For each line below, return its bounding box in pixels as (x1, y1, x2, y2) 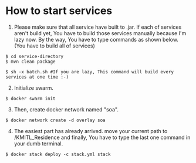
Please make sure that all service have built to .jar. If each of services (13, 23, 182, 30)
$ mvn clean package (5, 59, 56, 64)
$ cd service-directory (5, 53, 64, 59)
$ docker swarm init (5, 96, 56, 101)
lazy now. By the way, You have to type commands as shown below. (13, 36, 178, 43)
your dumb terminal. (13, 140, 63, 147)
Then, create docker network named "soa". (13, 106, 119, 113)
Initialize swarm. (13, 84, 53, 91)
